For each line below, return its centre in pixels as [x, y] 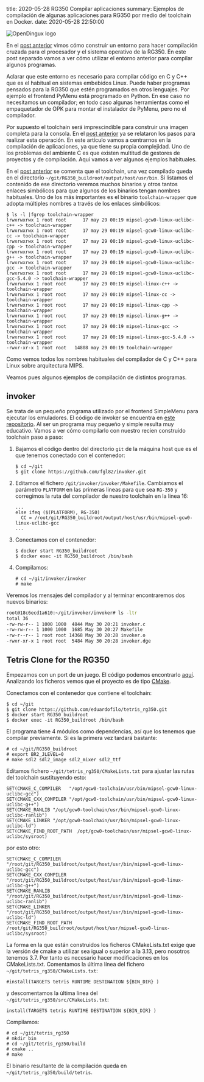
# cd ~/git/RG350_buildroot [42, 749]
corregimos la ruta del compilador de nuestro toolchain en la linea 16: [102, 496]
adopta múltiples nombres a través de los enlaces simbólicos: [84, 204]
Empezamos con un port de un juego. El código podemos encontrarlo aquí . [100, 674]
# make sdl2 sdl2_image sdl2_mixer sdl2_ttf [64, 759]
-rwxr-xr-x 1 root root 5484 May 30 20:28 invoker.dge [79, 641]
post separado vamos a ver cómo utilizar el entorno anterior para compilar [100, 58]
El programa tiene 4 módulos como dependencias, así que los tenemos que [101, 731]
